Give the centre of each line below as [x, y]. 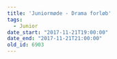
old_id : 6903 [26, 45]
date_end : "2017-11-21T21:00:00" [55, 39]
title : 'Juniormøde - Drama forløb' [59, 13]
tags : [15, 20]
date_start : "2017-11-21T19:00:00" [58, 32]
